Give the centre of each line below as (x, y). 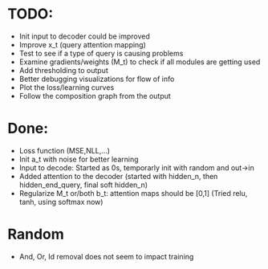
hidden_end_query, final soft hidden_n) (83, 185)
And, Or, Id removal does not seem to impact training (106, 256)
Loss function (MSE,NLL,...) (64, 150)
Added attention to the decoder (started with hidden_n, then (118, 176)
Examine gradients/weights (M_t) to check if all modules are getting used (140, 62)
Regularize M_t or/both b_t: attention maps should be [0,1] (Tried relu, (133, 193)
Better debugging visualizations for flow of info (97, 79)
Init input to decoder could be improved (84, 36)
